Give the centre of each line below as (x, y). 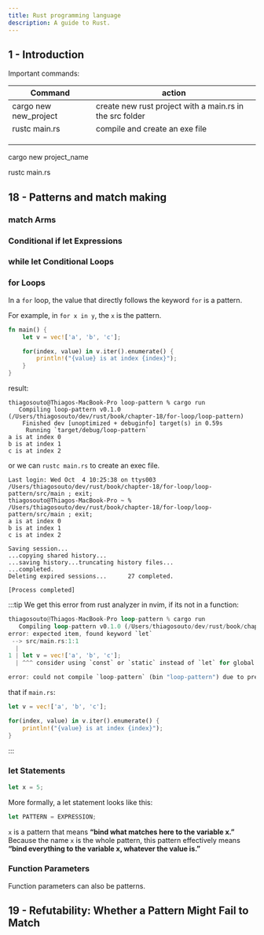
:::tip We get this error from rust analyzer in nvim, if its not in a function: (124, 605)
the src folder (120, 116)
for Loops (27, 283)
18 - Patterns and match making (88, 197)
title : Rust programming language (65, 15)
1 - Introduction (46, 55)
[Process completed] (42, 590)
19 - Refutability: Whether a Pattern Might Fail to (128, 911)
